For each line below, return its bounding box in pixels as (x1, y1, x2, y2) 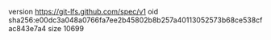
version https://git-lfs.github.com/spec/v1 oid (8, 7, 159, 16)
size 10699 (48, 24, 85, 33)
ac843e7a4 (8, 24, 47, 33)
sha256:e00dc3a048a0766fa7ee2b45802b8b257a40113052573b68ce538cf (8, 15, 263, 25)
